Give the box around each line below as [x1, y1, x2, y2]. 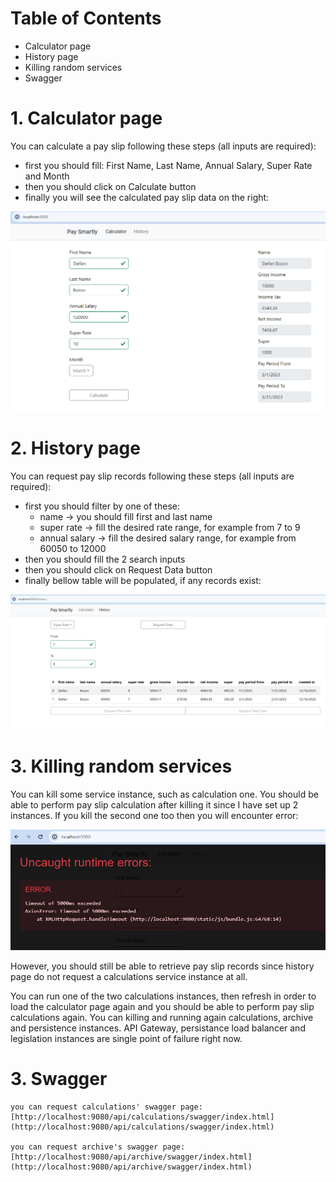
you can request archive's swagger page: [10, 1142, 186, 1152]
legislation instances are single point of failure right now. [10, 1033, 243, 1045]
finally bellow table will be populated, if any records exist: [24, 575, 262, 587]
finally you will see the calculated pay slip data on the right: [24, 191, 270, 203]
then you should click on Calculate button [24, 180, 197, 192]
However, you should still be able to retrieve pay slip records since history [10, 960, 315, 972]
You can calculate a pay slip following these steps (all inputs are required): [10, 140, 317, 152]
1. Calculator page [10, 107, 163, 130]
